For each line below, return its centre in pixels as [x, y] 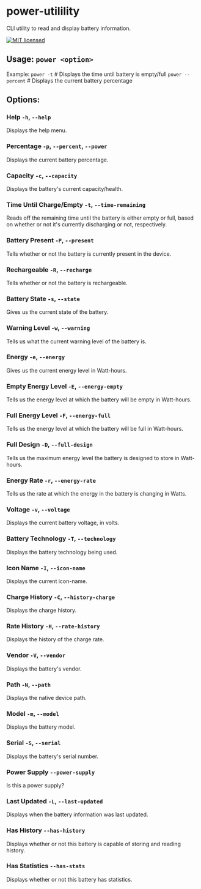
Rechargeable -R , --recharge [49, 269]
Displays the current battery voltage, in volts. [63, 523]
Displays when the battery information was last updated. [77, 814]
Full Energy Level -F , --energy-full [59, 415]
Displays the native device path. [46, 698]
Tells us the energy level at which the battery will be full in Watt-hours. [95, 429]
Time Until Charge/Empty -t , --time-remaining [76, 204]
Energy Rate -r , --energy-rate [51, 480]
